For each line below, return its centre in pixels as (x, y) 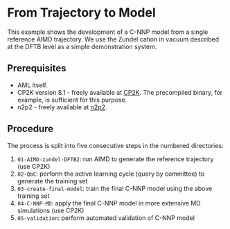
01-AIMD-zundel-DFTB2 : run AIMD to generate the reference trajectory (115, 159)
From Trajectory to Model (81, 13)
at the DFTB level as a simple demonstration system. (82, 46)
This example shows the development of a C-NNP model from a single (108, 32)
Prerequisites (37, 68)
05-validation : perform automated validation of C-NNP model (106, 218)
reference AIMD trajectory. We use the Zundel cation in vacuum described (113, 39)
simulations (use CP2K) (51, 210)
